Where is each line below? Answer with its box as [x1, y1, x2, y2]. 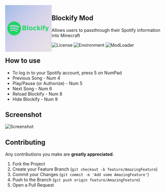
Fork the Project [12, 161, 46, 167]
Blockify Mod [52, 14, 94, 22]
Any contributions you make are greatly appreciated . [5, 151, 114, 157]
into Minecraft [52, 32, 80, 38]
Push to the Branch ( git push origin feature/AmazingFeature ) [12, 177, 140, 183]
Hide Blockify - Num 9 [12, 96, 58, 102]
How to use [5, 57, 41, 65]
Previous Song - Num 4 [12, 75, 60, 81]
